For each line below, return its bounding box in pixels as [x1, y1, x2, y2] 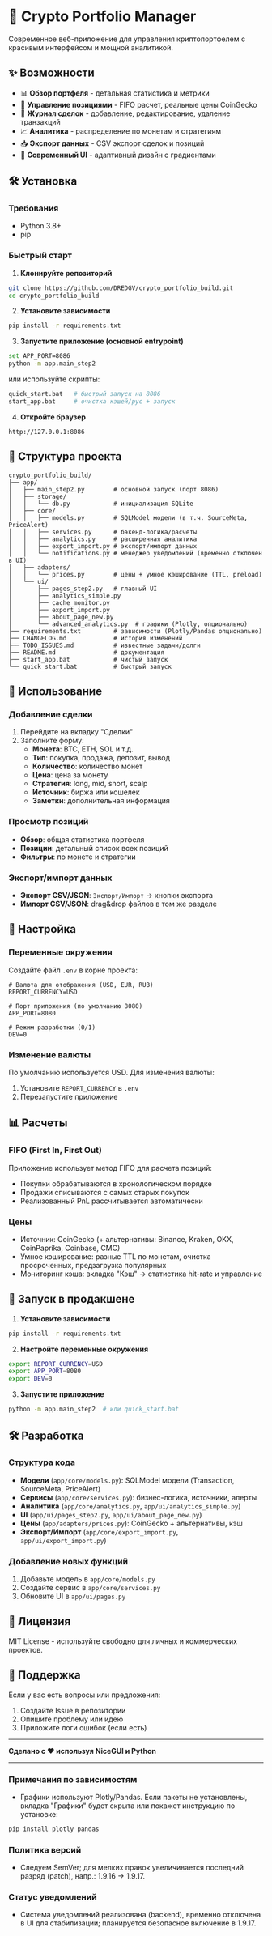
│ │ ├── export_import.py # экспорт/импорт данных [8, 542, 198, 550]
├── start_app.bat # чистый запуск [8, 655, 168, 663]
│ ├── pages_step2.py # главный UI [8, 585, 158, 593]
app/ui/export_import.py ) [19, 1535, 107, 1545]
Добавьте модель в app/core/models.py [19, 1574, 155, 1584]
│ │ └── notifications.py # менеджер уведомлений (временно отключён [8, 549, 263, 557]
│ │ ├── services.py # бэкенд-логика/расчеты [8, 528, 198, 536]
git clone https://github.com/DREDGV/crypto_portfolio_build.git [8, 283, 233, 292]
